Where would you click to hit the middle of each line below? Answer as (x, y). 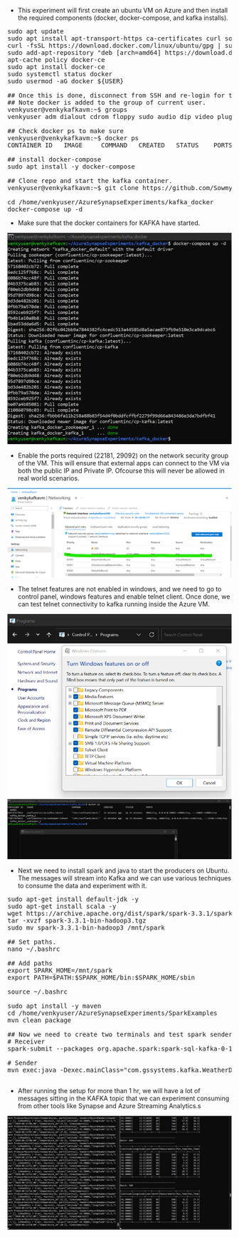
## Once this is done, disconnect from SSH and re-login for (116, 95)
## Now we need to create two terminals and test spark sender (120, 1035)
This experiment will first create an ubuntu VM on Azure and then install (123, 10)
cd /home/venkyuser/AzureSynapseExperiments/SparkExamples (113, 1013)
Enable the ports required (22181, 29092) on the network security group (123, 456)
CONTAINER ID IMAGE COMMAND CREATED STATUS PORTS (120, 145)
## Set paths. (32, 942)
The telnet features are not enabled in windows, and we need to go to (119, 589)
